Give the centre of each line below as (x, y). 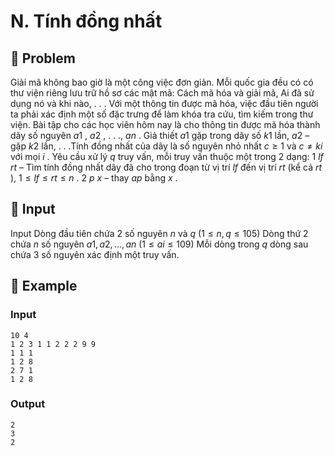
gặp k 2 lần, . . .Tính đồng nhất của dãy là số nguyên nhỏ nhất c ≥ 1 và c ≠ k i (166, 146)
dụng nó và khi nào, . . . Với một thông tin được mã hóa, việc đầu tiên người (164, 103)
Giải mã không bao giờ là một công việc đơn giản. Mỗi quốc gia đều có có (162, 82)
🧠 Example (44, 286)
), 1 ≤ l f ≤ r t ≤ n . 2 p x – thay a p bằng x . (94, 178)
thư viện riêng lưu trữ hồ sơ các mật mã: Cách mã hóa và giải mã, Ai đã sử (162, 93)
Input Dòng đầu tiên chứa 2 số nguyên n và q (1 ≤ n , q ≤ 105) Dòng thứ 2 (159, 233)
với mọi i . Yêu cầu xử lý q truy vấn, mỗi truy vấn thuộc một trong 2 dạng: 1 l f (167, 156)
